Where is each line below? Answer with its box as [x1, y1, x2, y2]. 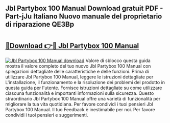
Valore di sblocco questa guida [85, 57, 151, 64]
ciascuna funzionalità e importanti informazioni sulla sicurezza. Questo [5, 90, 154, 96]
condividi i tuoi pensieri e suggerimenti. [5, 112, 88, 118]
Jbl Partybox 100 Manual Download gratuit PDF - [5, 4, 163, 13]
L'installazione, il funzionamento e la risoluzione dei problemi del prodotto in [5, 79, 165, 85]
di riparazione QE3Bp [5, 20, 75, 29]
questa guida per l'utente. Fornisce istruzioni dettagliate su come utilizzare [5, 85, 162, 91]
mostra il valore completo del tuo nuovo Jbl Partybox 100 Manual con [5, 63, 151, 69]
